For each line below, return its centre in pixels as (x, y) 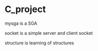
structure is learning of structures (39, 43)
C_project (25, 9)
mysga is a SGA (21, 23)
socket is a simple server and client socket (49, 33)
